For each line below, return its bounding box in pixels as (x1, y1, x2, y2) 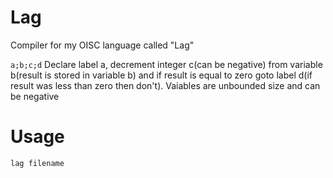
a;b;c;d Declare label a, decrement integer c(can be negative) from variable (10, 58, 323, 70)
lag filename (10, 158, 65, 168)
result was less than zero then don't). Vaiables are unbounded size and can (10, 79, 321, 91)
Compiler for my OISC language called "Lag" (10, 39, 195, 51)
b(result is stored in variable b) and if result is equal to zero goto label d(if (10, 69, 313, 81)
